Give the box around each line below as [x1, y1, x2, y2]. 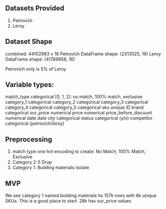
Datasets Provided [5, 4, 64, 13]
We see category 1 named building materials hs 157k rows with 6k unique [5, 192, 157, 198]
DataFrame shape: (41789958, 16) [5, 56, 75, 62]
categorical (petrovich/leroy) [5, 120, 64, 126]
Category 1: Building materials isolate [12, 165, 90, 171]
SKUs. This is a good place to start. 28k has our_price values [5, 198, 132, 204]
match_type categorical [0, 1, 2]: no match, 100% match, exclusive [5, 94, 142, 100]
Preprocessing [5, 135, 52, 144]
